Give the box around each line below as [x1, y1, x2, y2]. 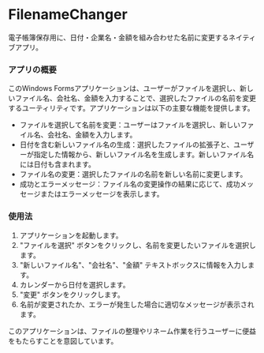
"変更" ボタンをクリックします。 [19, 290, 125, 299]
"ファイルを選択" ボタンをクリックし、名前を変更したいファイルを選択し [19, 240, 256, 250]
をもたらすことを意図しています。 [8, 336, 118, 345]
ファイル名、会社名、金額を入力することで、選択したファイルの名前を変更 [14, 93, 257, 103]
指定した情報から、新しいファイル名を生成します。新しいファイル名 [33, 150, 255, 160]
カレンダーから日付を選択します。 [19, 280, 130, 289]
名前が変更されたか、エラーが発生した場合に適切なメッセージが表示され [19, 299, 255, 309]
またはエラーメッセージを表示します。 [40, 190, 164, 199]
